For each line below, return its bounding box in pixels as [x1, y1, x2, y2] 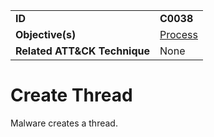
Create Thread [10, 84, 133, 107]
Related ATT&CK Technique [15, 44, 151, 58]
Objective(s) [15, 28, 77, 41]
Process [159, 28, 198, 41]
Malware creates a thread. [10, 117, 118, 129]
